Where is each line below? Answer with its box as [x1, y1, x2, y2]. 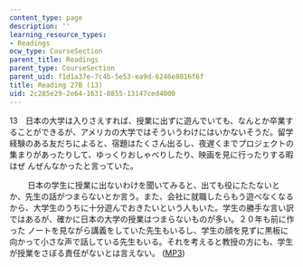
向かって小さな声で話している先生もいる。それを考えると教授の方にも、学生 [9, 236, 294, 247]
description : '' [9, 22, 71, 31]
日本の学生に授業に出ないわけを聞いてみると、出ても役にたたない [26, 179, 273, 190]
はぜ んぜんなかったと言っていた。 [9, 160, 138, 171]
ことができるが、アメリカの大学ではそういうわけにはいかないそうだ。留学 [16, 126, 294, 137]
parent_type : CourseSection [9, 64, 116, 73]
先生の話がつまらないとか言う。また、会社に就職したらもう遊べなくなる [24, 191, 294, 202]
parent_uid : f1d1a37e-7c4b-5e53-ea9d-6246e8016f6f [9, 72, 204, 81]
